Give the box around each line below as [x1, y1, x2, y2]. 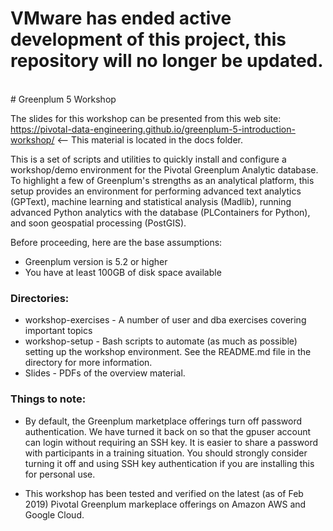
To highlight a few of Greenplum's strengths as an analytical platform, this [10, 174, 315, 186]
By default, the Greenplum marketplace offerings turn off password [24, 415, 303, 427]
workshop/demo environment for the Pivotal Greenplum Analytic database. [10, 163, 319, 176]
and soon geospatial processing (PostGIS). [10, 217, 187, 229]
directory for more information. [24, 357, 153, 369]
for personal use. [24, 468, 96, 480]
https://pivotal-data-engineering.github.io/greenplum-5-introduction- [10, 123, 296, 135]
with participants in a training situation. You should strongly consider [24, 447, 308, 459]
